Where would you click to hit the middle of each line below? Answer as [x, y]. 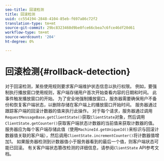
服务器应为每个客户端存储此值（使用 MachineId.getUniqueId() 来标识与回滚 [80, 129]
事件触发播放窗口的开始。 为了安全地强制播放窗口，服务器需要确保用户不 [79, 98]
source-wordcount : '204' [30, 37]
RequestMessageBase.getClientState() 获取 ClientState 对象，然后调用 [75, 117]
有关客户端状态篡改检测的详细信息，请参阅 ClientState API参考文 [93, 147]
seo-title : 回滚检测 [25, 10]
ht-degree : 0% [20, 42]
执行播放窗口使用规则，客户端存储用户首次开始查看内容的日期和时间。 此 [83, 92]
